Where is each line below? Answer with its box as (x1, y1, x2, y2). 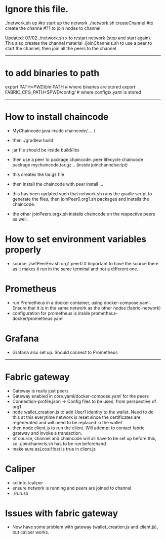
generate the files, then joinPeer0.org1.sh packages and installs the (12, 196, 149, 202)
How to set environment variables (5, 233, 147, 244)
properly (5, 244, 41, 255)
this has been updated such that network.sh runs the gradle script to (12, 190, 152, 197)
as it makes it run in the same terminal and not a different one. (12, 266, 138, 272)
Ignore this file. (5, 3, 69, 15)
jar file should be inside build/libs (12, 147, 80, 153)
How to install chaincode (5, 111, 109, 123)
